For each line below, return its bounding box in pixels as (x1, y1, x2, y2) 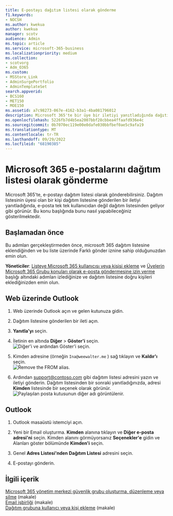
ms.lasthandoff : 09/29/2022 (5, 137, 66, 142)
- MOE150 (5, 103, 24, 109)
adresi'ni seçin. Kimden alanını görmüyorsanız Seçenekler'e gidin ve (12, 434, 160, 440)
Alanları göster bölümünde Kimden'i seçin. (12, 440, 104, 446)
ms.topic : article (5, 41, 45, 46)
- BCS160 (5, 94, 24, 99)
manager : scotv (5, 31, 38, 37)
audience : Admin (5, 37, 40, 42)
